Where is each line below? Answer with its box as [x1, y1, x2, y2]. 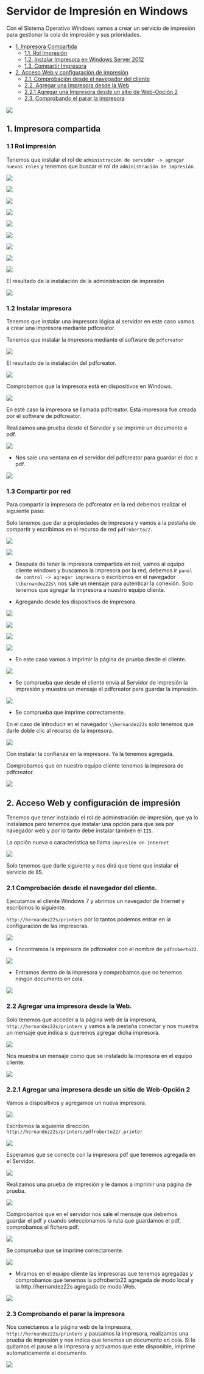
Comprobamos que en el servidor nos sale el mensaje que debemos [6, 1210, 178, 1218]
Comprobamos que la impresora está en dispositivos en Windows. [6, 383, 173, 390]
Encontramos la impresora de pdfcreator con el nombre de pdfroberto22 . [15, 946, 199, 953]
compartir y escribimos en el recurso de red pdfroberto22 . [6, 526, 152, 533]
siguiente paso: [6, 508, 45, 515]
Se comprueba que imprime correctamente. [15, 709, 125, 716]
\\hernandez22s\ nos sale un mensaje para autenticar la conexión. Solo [15, 580, 194, 587]
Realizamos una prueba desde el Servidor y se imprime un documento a [6, 424, 188, 431]
